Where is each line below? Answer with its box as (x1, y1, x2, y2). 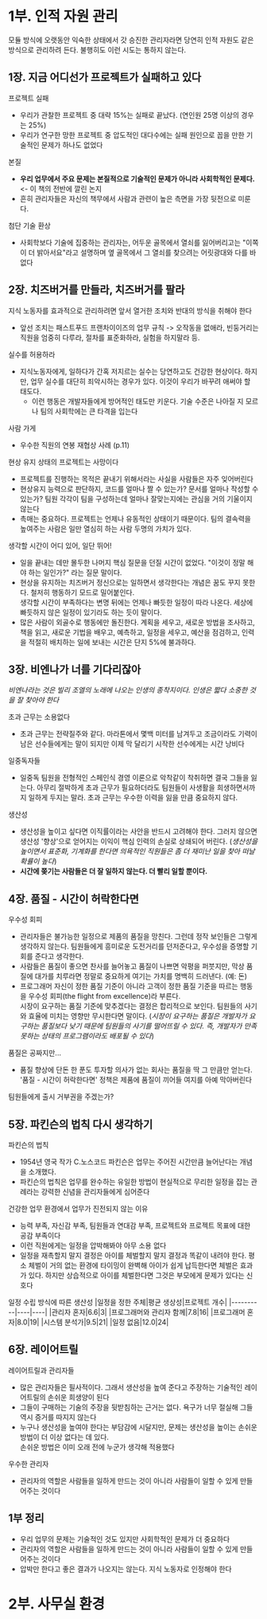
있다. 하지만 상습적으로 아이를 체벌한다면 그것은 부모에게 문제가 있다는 (28, 1271, 245, 1280)
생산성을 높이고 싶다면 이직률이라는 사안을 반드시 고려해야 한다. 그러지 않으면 (19, 827, 258, 836)
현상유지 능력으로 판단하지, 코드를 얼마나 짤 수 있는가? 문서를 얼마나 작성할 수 (19, 483, 259, 494)
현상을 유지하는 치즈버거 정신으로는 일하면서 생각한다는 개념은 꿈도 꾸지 (19, 577, 241, 587)
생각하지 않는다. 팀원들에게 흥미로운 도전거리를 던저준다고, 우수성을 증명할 (19, 941, 250, 952)
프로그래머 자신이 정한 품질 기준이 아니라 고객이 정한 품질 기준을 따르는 (19, 981, 238, 991)
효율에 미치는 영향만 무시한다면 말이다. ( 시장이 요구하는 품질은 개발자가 (28, 1011, 248, 1021)
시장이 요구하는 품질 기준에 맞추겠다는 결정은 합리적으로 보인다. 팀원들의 (19, 1001, 243, 1011)
